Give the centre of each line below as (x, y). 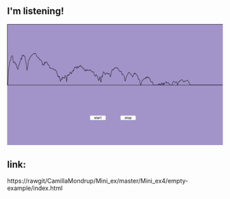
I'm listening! (36, 11)
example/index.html (35, 188)
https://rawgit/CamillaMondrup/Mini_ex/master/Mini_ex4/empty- (98, 181)
